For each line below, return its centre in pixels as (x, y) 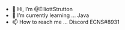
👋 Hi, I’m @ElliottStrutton (42, 9)
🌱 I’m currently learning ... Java (50, 15)
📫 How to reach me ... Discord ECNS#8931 (66, 22)
